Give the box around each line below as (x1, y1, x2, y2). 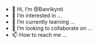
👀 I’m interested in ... (11, 12, 62, 19)
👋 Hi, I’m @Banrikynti (11, 6, 64, 12)
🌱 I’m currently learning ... (11, 18, 75, 25)
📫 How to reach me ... (11, 32, 67, 38)
